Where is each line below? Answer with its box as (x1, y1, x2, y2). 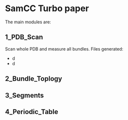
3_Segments (5, 91, 44, 100)
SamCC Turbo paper (5, 3, 89, 14)
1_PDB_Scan (5, 33, 43, 41)
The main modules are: (5, 19, 51, 25)
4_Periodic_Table (5, 107, 58, 116)
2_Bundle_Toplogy (5, 75, 62, 83)
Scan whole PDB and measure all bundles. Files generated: (5, 46, 124, 51)
